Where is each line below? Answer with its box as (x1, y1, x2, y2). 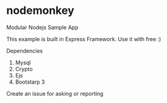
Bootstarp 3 (15, 78, 45, 85)
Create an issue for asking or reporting (6, 90, 104, 97)
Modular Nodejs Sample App (6, 24, 79, 31)
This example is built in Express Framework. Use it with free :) (6, 35, 162, 42)
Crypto (15, 65, 33, 73)
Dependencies (6, 47, 43, 55)
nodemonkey (6, 4, 74, 18)
